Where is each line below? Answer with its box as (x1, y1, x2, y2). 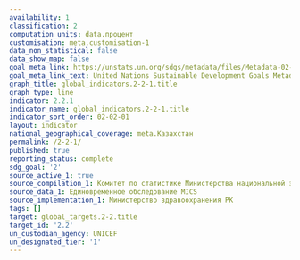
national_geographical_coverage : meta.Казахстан (9, 130, 194, 138)
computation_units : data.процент (9, 29, 134, 38)
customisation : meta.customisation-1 (9, 38, 150, 47)
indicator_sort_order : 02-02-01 (9, 113, 129, 122)
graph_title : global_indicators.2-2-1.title (9, 80, 178, 88)
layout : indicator (9, 122, 78, 130)
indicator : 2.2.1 (9, 96, 74, 105)
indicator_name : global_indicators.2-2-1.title (9, 105, 190, 113)
